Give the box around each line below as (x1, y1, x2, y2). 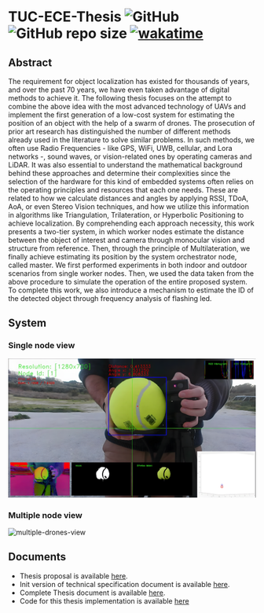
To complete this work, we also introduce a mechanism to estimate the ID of (8, 285, 254, 295)
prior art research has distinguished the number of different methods (8, 127, 231, 136)
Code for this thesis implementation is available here (19, 596, 190, 605)
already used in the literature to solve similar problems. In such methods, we (8, 135, 255, 145)
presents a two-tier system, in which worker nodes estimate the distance (8, 227, 244, 236)
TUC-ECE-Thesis (8, 8, 122, 26)
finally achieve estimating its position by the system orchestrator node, (8, 252, 237, 261)
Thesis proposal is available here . (19, 571, 128, 581)
